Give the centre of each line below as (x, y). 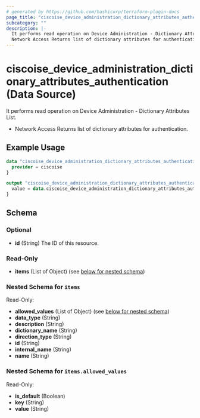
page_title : (21, 17)
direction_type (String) (43, 337)
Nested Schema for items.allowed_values (66, 371)
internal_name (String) (43, 349)
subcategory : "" (26, 23)
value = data (28, 189)
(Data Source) (41, 95)
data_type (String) (37, 318)
